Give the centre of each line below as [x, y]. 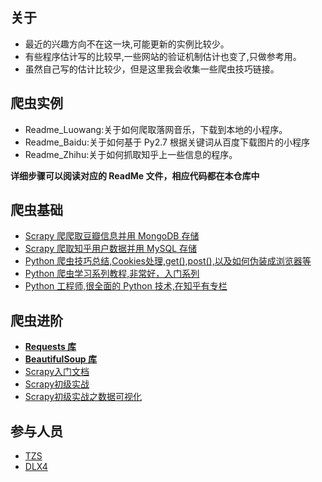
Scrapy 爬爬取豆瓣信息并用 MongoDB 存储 [112, 236]
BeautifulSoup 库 [60, 359]
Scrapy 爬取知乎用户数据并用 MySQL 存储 [111, 249]
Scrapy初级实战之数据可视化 [83, 397]
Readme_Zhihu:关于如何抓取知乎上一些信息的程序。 [131, 154]
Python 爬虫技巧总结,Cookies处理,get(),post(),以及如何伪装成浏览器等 [168, 261]
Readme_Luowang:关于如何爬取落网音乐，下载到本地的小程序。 [156, 129]
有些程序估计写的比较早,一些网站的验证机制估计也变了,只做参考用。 [163, 56]
